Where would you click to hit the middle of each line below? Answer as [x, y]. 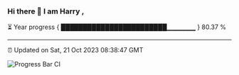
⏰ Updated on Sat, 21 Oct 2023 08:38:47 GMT [75, 50]
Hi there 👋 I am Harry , [46, 11]
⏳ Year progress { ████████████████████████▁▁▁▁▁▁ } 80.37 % [117, 27]
